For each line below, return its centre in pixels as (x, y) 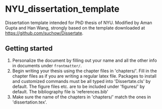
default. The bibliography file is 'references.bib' (60, 91)
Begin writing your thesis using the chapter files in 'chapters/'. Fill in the (84, 71)
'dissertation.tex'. (30, 102)
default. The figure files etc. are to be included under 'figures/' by (78, 86)
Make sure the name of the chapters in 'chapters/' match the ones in (81, 97)
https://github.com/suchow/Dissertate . (44, 33)
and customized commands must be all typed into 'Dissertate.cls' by (81, 81)
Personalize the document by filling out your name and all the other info (84, 60)
